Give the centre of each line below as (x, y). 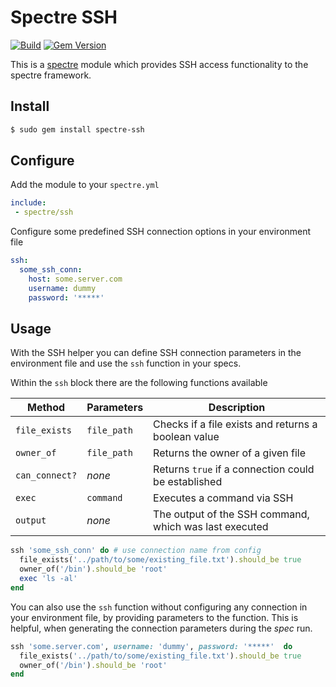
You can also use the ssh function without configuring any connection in (159, 607)
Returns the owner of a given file (230, 453)
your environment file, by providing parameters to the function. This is (154, 617)
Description (237, 408)
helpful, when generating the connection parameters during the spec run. (161, 628)
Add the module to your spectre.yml (85, 185)
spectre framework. (51, 75)
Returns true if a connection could (234, 469)
